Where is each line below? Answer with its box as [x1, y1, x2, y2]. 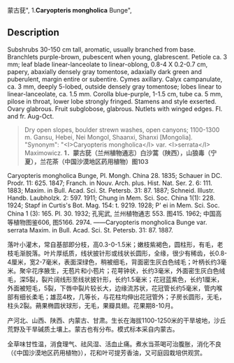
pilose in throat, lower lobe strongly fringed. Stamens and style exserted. [7, 97, 217, 105]
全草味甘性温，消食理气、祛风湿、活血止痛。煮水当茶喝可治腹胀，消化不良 [7, 339, 221, 348]
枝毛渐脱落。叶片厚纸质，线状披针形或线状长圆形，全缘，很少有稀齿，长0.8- [7, 249, 228, 257]
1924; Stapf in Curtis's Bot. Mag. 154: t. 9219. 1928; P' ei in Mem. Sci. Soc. [7, 201, 220, 209]
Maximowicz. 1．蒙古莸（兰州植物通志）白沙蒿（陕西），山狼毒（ [24, 149, 211, 157]
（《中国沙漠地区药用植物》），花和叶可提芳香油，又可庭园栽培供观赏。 [7, 348, 206, 357]
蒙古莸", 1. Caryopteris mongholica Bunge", [7, 6, 133, 14]
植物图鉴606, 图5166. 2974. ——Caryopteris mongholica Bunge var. [13, 218, 207, 226]
